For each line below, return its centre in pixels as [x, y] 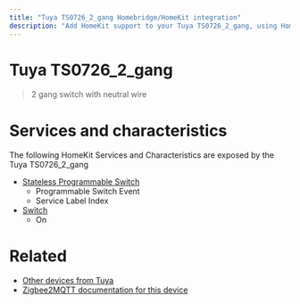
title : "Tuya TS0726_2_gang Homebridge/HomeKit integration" [125, 17]
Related [38, 256]
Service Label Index [72, 201]
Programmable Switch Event [87, 192]
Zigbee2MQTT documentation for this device [105, 290]
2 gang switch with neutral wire [89, 94]
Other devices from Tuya [68, 281]
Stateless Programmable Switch [81, 182]
